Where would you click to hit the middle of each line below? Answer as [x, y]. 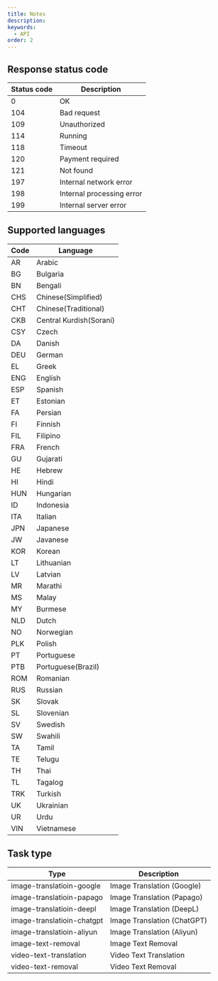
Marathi [49, 586]
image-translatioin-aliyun [54, 932]
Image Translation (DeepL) [154, 908]
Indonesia [53, 505]
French [48, 447]
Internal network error [96, 182]
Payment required [89, 159]
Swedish [51, 724]
